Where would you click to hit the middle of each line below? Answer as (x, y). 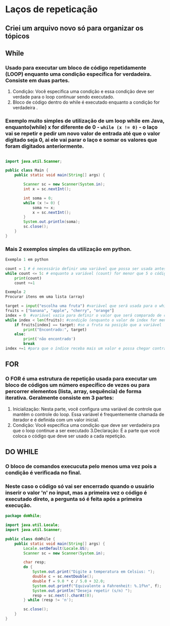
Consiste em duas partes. (37, 80)
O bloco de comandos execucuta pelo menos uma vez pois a (81, 466)
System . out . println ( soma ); (52, 222)
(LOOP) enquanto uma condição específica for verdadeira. (78, 74)
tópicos (17, 36)
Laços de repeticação (51, 9)
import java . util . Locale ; (32, 525)
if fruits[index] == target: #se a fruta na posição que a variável (88, 325)
